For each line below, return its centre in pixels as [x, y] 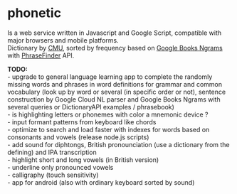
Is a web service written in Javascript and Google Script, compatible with [115, 33]
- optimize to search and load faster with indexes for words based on [109, 129]
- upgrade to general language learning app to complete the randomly [110, 77]
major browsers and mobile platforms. [63, 40]
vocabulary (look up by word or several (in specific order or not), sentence [117, 92]
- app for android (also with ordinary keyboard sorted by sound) [101, 182]
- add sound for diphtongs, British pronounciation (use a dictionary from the [118, 144]
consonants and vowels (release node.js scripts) [78, 137]
